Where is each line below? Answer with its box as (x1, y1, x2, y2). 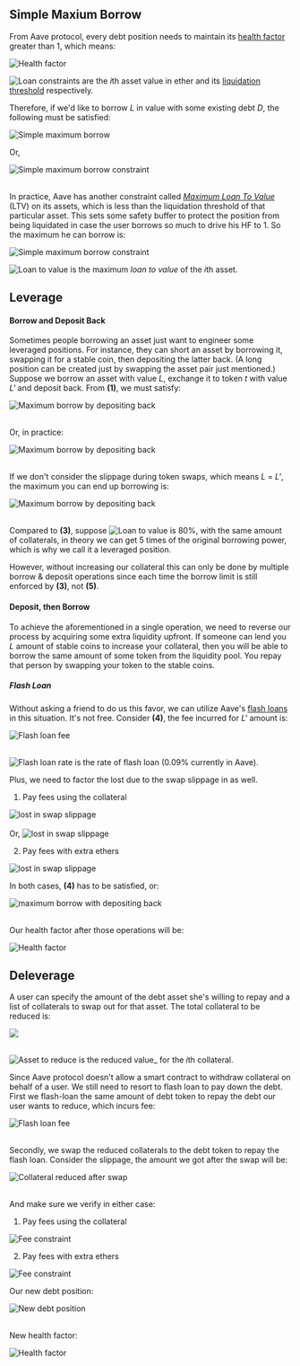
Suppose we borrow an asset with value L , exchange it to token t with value (9, 373, 288, 384)
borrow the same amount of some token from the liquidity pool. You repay (9, 650, 282, 661)
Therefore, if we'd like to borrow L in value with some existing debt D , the (9, 102, 279, 113)
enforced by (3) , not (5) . (9, 581, 99, 592)
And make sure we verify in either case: (9, 1199, 156, 1210)
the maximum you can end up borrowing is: (9, 480, 170, 492)
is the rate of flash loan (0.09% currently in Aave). (74, 756, 259, 767)
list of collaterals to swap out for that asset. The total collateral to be (9, 1001, 261, 1012)
